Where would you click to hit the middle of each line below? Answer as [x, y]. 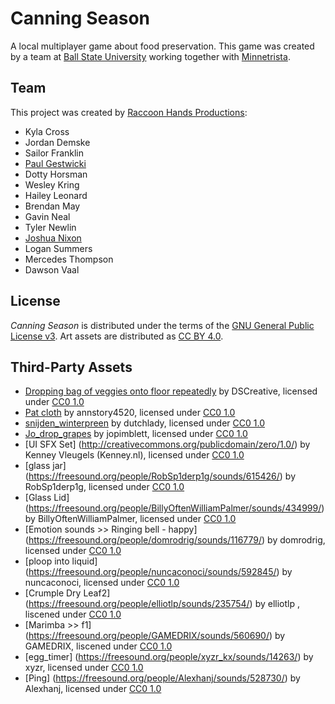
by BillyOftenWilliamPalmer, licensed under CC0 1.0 [130, 519]
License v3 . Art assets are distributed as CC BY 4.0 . [117, 336]
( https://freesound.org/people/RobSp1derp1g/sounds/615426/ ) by [160, 476]
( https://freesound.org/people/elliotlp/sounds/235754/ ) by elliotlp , [162, 604]
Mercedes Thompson [69, 259]
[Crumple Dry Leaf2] [67, 593]
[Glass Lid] [47, 498]
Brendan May [52, 206]
